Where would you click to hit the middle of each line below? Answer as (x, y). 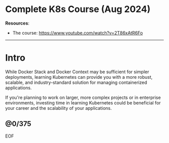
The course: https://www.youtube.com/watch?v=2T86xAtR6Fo (78, 33)
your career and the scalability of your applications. (59, 108)
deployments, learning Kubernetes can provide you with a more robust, (79, 77)
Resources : (17, 23)
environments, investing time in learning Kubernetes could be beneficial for (83, 103)
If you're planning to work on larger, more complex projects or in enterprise (83, 97)
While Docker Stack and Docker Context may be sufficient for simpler (77, 72)
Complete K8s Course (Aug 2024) (78, 9)
